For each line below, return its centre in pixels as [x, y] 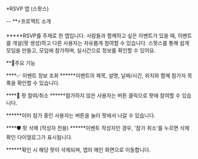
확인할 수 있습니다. [38, 83]
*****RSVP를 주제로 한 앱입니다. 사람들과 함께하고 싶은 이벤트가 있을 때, [91, 35]
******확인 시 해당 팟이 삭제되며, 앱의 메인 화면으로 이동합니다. [78, 150]
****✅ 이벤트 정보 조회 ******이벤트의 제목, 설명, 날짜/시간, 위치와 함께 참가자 [96, 75]
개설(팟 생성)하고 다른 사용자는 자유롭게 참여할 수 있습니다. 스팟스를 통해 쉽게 [101, 43]
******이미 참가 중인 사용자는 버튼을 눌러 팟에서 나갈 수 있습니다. [81, 115]
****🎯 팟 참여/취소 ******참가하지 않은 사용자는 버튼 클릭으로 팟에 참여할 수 [93, 95]
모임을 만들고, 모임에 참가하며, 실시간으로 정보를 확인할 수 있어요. [81, 50]
